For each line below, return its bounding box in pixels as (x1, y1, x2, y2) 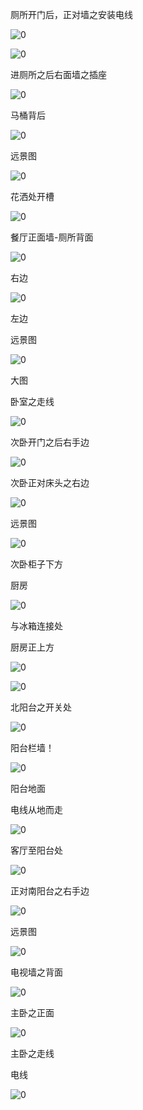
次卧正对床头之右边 (10, 477, 90, 488)
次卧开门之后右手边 (10, 436, 90, 448)
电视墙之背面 (10, 966, 63, 978)
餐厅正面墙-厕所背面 (10, 231, 94, 243)
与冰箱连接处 (10, 620, 63, 632)
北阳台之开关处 (10, 701, 72, 713)
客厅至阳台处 (10, 844, 63, 856)
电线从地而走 (10, 804, 63, 815)
